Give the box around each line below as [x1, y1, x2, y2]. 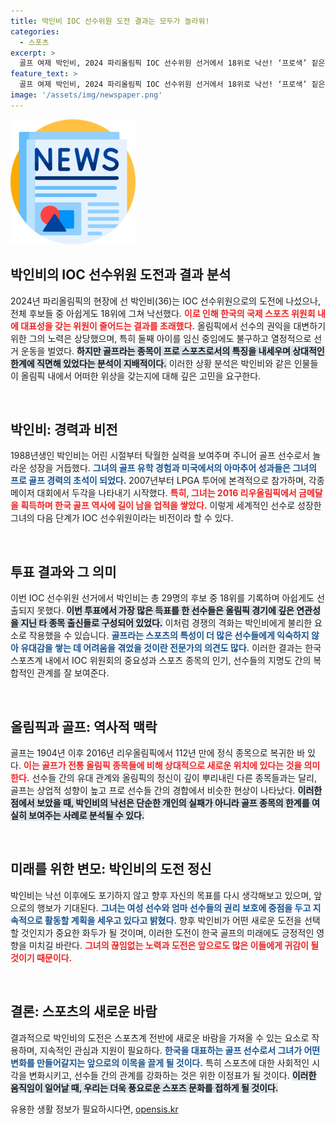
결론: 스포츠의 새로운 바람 [10, 1003, 158, 1020]
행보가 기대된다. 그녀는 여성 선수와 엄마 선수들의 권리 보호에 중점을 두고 [36, 901, 312, 914]
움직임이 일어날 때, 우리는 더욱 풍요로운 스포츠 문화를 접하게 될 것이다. [10, 1081, 279, 1094]
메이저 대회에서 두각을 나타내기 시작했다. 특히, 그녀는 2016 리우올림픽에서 [10, 487, 297, 499]
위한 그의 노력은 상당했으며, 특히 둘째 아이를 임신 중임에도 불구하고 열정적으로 [10, 332, 312, 344]
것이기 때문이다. [10, 951, 73, 964]
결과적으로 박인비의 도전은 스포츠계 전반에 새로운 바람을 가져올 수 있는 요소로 [10, 1031, 310, 1044]
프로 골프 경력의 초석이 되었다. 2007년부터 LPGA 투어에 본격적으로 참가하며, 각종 [10, 475, 325, 487]
